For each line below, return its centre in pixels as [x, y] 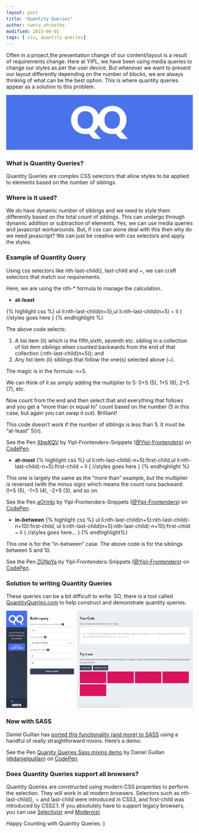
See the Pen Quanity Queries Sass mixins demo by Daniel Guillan [85, 752]
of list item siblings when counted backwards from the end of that [95, 346]
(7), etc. [16, 389]
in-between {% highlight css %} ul [57, 520]
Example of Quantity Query [46, 257]
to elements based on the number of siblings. [61, 182]
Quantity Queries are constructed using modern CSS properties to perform [97, 787]
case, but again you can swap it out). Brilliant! [62, 413]
